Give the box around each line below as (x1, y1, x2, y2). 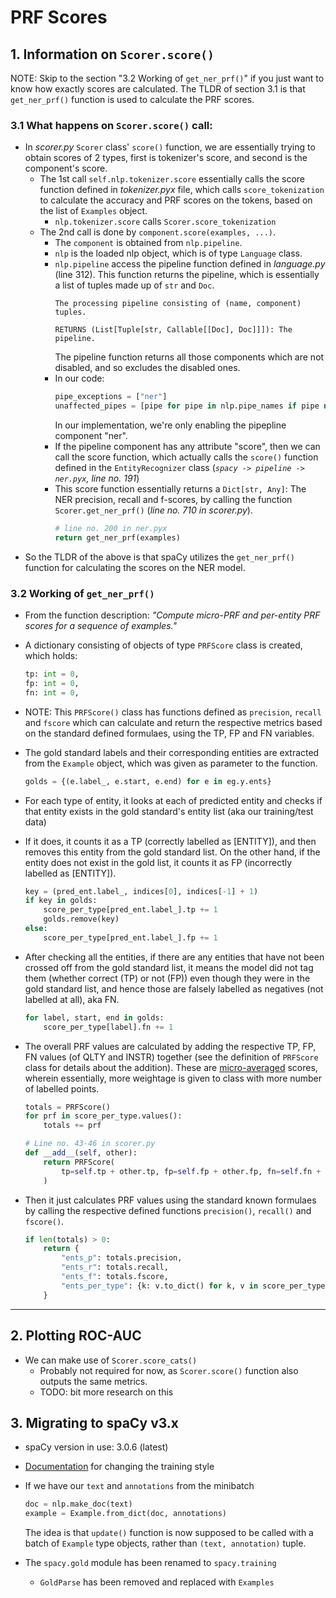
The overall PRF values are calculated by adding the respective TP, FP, (24, 1040, 317, 1052)
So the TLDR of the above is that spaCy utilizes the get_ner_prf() (24, 551, 295, 563)
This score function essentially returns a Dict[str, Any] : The (54, 483, 307, 495)
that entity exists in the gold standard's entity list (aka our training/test (24, 805, 314, 817)
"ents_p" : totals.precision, (61, 1253, 183, 1263)
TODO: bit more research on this (39, 1386, 174, 1398)
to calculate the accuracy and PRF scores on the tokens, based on (39, 194, 313, 206)
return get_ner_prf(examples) (54, 532, 181, 543)
